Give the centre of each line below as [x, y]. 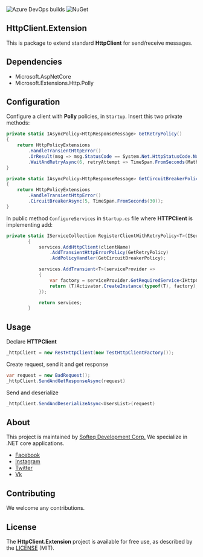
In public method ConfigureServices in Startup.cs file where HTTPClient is [100, 218]
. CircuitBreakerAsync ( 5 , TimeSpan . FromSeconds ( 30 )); [96, 201]
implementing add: [30, 224]
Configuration [33, 102]
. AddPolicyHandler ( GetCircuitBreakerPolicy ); [108, 258]
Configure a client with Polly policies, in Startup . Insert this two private [94, 116]
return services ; [60, 302]
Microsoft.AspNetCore [43, 76]
